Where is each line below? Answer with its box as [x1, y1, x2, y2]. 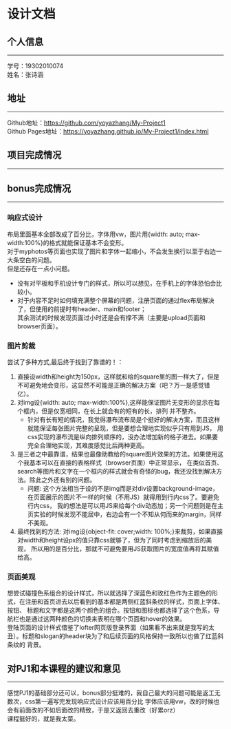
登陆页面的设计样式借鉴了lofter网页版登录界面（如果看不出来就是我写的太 [7, 624, 215, 632]
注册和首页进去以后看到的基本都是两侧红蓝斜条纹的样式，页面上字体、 [25, 598, 224, 606]
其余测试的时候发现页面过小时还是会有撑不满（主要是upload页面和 [16, 313, 206, 321]
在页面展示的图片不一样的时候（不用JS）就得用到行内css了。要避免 [27, 493, 220, 501]
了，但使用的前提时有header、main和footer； [16, 304, 146, 313]
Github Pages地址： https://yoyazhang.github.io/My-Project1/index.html [7, 127, 209, 135]
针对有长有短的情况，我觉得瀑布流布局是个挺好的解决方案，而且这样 [27, 416, 221, 424]
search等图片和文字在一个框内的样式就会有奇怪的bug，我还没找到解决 [16, 467, 217, 476]
